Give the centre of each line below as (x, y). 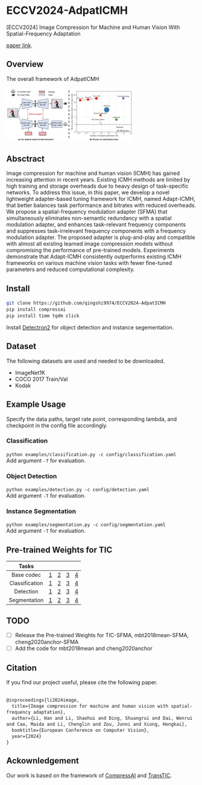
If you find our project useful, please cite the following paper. (82, 682)
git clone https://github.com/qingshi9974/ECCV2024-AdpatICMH (86, 303)
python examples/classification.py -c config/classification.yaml (91, 454)
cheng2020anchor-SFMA (47, 642)
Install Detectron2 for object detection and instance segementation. (90, 327)
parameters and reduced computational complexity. (71, 270)
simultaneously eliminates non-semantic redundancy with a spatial (89, 218)
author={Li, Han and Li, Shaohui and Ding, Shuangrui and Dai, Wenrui (102, 718)
